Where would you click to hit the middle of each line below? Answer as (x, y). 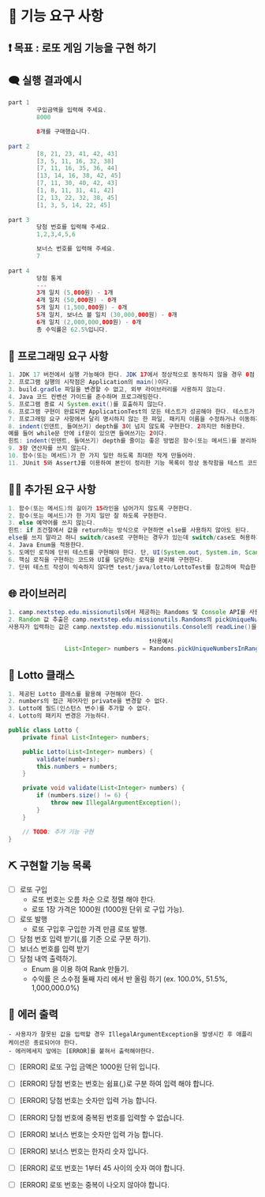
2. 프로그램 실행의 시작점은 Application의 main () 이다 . (90, 382)
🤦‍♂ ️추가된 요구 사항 (52, 489)
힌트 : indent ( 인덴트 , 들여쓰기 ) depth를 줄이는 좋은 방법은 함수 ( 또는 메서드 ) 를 (123, 441)
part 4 (19, 271)
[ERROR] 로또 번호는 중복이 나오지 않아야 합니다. (94, 1184)
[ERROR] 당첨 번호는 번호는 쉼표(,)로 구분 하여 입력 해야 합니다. (117, 1084)
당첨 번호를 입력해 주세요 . (73, 227)
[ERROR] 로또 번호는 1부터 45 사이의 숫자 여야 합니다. (102, 1168)
